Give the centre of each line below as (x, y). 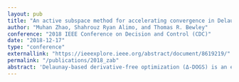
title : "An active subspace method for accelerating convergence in (111, 21)
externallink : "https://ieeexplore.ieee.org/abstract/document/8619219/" (119, 54)
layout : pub (25, 14)
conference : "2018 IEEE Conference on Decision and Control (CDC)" (110, 34)
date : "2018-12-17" (36, 41)
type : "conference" (36, 47)
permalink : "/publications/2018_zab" (63, 61)
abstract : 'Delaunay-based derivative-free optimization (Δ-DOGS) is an (117, 67)
